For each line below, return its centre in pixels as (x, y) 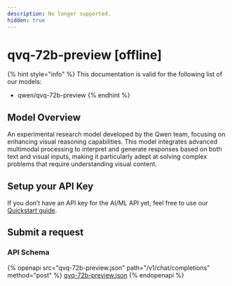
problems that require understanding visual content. (82, 164)
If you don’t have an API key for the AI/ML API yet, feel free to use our (108, 203)
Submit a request (46, 232)
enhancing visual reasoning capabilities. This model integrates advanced (112, 142)
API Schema (28, 252)
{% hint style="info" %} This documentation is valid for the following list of (115, 74)
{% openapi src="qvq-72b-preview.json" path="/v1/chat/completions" (109, 268)
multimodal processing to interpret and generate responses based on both (115, 149)
